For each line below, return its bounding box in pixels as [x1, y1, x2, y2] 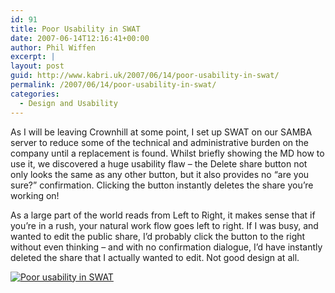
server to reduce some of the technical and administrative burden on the [10, 136, 310, 148]
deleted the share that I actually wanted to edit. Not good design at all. [10, 251, 300, 263]
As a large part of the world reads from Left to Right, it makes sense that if [10, 209, 316, 221]
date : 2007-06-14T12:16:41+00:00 [10, 33, 150, 43]
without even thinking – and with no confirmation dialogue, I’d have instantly [10, 241, 323, 253]
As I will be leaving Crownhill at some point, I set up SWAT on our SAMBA [10, 126, 313, 138]
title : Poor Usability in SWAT [10, 24, 141, 34]
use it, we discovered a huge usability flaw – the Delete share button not [10, 157, 308, 170]
